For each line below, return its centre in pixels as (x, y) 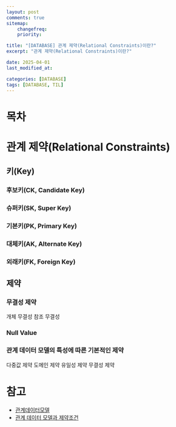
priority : (30, 35)
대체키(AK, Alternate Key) (44, 243)
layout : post (23, 12)
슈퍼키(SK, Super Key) (39, 208)
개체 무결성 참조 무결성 (33, 317)
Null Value (22, 333)
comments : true (25, 18)
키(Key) (21, 171)
